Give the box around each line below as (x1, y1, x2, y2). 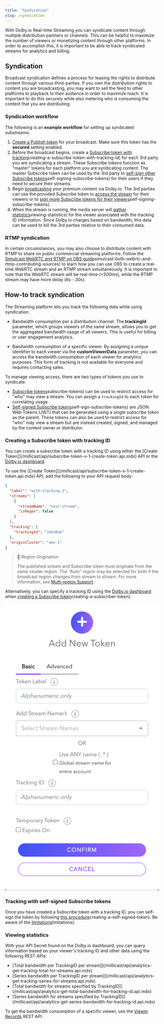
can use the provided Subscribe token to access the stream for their (12, 191, 150, 197)
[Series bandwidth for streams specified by (12, 994, 100, 1000)
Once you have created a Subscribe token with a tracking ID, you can (5, 909, 144, 915)
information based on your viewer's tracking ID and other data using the (5, 948, 150, 954)
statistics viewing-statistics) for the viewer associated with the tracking (12, 212, 155, 218)
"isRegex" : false (18, 509, 54, 514)
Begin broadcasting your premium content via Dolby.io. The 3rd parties (12, 186, 155, 192)
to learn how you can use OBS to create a (61, 261, 145, 267)
